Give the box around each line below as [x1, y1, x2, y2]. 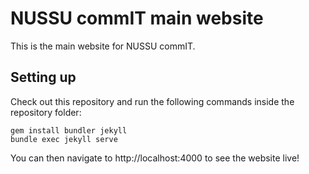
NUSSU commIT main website [10, 7, 264, 30]
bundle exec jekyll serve [10, 134, 118, 144]
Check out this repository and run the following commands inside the [10, 95, 295, 107]
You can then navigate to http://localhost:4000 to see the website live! [10, 152, 300, 164]
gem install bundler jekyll [10, 125, 128, 136]
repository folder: [10, 106, 82, 118]
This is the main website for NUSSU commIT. [10, 40, 196, 52]
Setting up [10, 69, 77, 86]
